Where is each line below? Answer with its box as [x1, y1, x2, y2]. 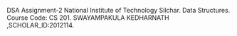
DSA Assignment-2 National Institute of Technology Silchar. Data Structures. [6, 6, 231, 14]
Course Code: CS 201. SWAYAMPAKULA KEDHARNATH [6, 13, 169, 22]
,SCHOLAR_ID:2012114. [6, 21, 75, 29]
